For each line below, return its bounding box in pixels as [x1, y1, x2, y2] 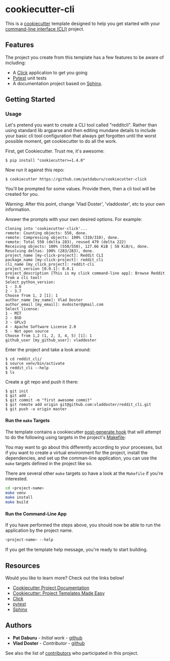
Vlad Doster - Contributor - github [12, 640, 85, 646]
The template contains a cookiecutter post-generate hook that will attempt [5, 428, 161, 435]
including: [5, 60, 26, 66]
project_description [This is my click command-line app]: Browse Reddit [5, 271, 165, 276]
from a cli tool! [5, 275, 42, 281]
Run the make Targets [5, 417, 50, 424]
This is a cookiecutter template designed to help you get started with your [5, 20, 160, 27]
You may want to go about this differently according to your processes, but [5, 444, 162, 450]
